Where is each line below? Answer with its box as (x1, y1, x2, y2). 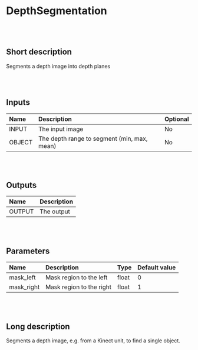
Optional (164, 115, 189, 123)
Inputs (6, 97, 31, 107)
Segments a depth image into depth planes (6, 62, 111, 70)
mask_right (9, 283, 40, 291)
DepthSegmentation (6, 4, 107, 18)
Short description (6, 47, 72, 57)
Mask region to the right (45, 283, 112, 291)
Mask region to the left (45, 273, 108, 282)
